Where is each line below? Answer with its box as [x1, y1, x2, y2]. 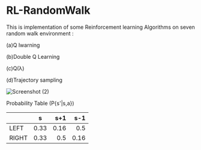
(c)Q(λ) [6, 64, 25, 72]
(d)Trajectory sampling [6, 76, 63, 83]
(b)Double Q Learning [6, 53, 60, 60]
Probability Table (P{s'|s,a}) [6, 100, 74, 107]
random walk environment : [6, 29, 74, 37]
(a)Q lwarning [6, 41, 40, 49]
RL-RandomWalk [6, 4, 91, 17]
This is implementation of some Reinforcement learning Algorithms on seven [6, 23, 195, 31]
